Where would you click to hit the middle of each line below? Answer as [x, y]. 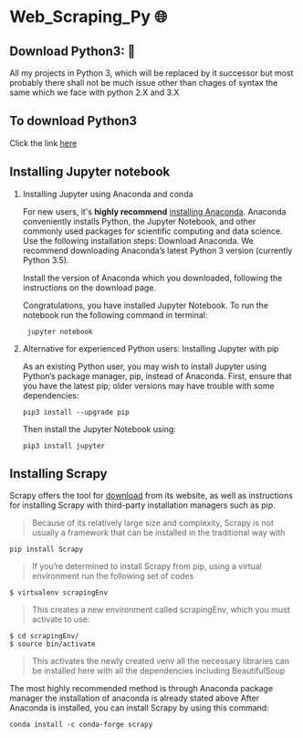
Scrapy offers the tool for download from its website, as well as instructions [151, 496]
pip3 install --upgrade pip [76, 412]
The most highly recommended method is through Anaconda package [141, 689]
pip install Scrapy [47, 550]
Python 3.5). [46, 260]
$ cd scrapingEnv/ [44, 637]
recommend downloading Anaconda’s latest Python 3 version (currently [157, 250]
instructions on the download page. [89, 287]
